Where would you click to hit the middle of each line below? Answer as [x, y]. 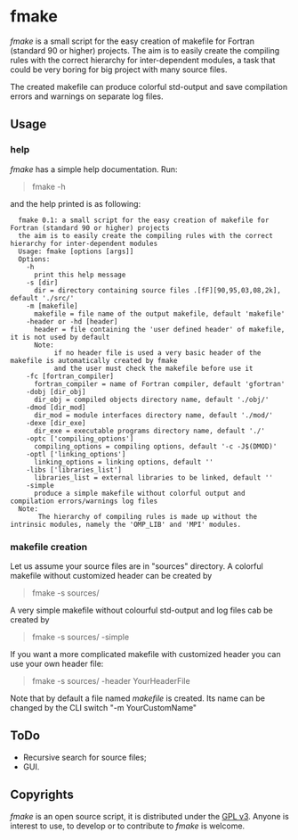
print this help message [80, 275]
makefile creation [49, 547]
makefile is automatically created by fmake [94, 360]
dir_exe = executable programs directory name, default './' [149, 431]
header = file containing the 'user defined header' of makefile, [159, 329]
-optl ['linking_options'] [76, 454]
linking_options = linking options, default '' [124, 462]
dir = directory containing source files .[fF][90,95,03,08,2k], [157, 290]
